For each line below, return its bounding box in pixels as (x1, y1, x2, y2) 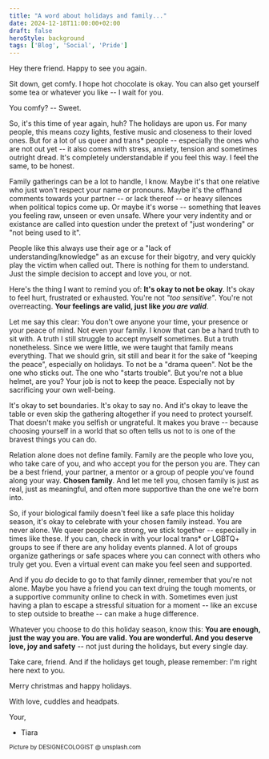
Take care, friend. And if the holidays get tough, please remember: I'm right (9, 657, 258, 667)
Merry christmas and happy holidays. (9, 681, 132, 691)
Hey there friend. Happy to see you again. (9, 63, 147, 73)
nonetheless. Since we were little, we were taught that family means (9, 342, 234, 353)
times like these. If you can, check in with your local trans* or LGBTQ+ (9, 534, 240, 543)
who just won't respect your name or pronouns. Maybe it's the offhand (9, 185, 243, 195)
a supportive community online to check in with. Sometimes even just (9, 592, 239, 602)
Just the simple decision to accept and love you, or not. (9, 269, 192, 279)
